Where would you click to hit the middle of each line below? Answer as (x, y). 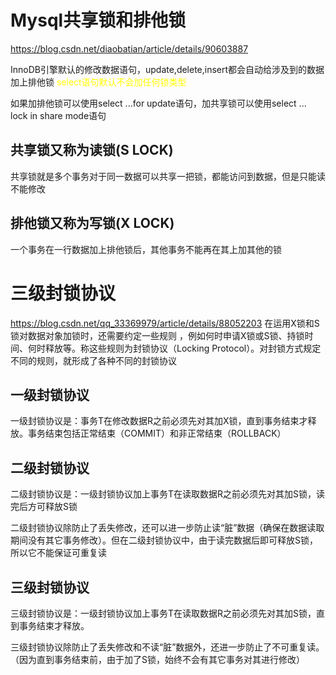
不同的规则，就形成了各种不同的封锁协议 (93, 360)
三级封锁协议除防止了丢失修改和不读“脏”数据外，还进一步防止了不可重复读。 (167, 647)
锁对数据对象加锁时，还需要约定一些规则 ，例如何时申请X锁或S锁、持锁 (157, 335)
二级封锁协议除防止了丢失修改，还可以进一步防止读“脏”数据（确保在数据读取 (167, 528)
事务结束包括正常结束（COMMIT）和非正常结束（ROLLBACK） (157, 433)
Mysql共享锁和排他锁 (98, 20)
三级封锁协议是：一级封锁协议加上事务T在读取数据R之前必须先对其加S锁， (163, 613)
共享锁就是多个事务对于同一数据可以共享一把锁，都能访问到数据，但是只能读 (168, 176)
